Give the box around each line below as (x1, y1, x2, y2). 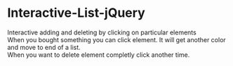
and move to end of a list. (7, 43, 81, 51)
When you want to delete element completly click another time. (7, 51, 190, 59)
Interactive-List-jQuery (7, 5, 145, 21)
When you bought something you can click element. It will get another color (7, 35, 226, 44)
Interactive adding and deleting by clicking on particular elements (7, 28, 197, 37)
